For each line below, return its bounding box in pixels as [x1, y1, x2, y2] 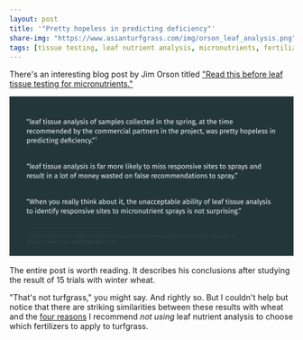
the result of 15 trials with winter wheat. [9, 275, 156, 286]
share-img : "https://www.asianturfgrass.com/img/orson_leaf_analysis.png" [9, 33, 297, 42]
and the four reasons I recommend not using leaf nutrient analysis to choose [9, 311, 294, 322]
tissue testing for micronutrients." [9, 78, 133, 89]
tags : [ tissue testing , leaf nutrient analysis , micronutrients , [9, 43, 260, 52]
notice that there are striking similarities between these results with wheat [9, 302, 284, 313]
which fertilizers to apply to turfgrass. [9, 321, 149, 332]
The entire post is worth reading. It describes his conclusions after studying [9, 265, 290, 276]
